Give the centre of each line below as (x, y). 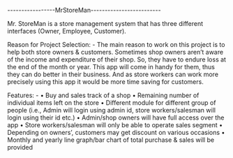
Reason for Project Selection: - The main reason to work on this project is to (116, 44)
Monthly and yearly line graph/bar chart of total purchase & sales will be (111, 140)
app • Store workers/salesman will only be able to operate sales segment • (115, 125)
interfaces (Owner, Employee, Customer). (67, 31)
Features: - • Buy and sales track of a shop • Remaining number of (103, 95)
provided (20, 147)
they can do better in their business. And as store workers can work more (113, 74)
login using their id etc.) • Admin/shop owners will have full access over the (116, 117)
